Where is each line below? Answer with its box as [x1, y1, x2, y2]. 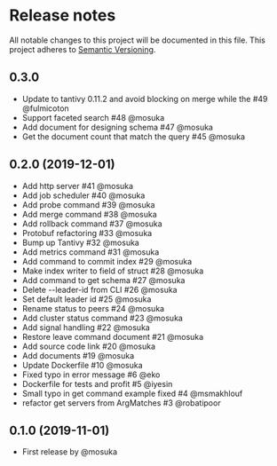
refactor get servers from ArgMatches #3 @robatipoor [21, 397, 221, 408]
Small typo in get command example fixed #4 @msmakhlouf [21, 388, 243, 399]
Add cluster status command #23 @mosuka [21, 312, 184, 323]
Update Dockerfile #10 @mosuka [21, 359, 144, 370]
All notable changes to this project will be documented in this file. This [9, 35, 266, 45]
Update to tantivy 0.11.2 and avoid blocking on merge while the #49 [21, 93, 268, 104]
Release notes [9, 5, 116, 26]
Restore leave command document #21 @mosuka [21, 331, 204, 342]
